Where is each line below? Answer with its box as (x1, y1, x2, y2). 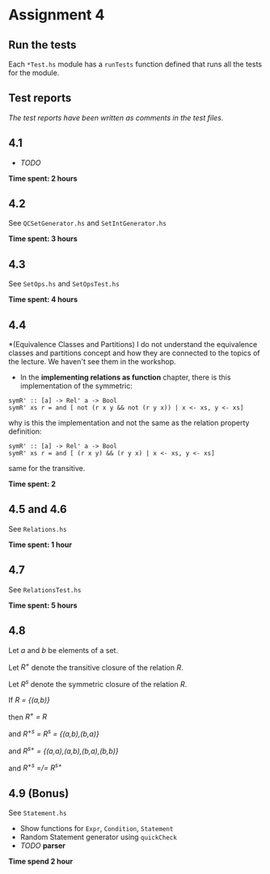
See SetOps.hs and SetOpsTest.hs (8, 279, 120, 289)
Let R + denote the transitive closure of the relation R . (8, 661, 184, 672)
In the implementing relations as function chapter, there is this (19, 372, 231, 382)
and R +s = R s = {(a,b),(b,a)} (8, 728, 99, 739)
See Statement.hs (8, 808, 67, 818)
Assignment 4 (8, 6, 105, 24)
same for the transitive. (8, 464, 86, 473)
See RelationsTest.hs (8, 584, 82, 594)
